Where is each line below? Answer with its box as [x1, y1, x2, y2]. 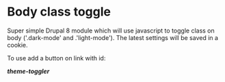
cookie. [7, 41, 29, 49]
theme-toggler [7, 67, 50, 75]
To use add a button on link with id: [7, 54, 106, 62]
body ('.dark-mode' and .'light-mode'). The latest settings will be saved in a [7, 33, 219, 41]
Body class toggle [7, 4, 111, 20]
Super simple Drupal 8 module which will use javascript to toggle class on [7, 26, 215, 35]
